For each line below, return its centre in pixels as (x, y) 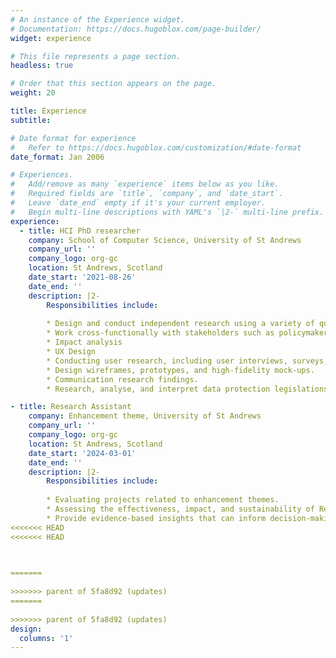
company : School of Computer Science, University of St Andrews (165, 240)
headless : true (42, 66)
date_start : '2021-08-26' (82, 277)
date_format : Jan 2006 (57, 157)
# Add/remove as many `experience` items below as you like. (145, 184)
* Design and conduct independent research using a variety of (180, 324)
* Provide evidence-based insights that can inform (156, 518)
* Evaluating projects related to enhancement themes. (163, 500)
